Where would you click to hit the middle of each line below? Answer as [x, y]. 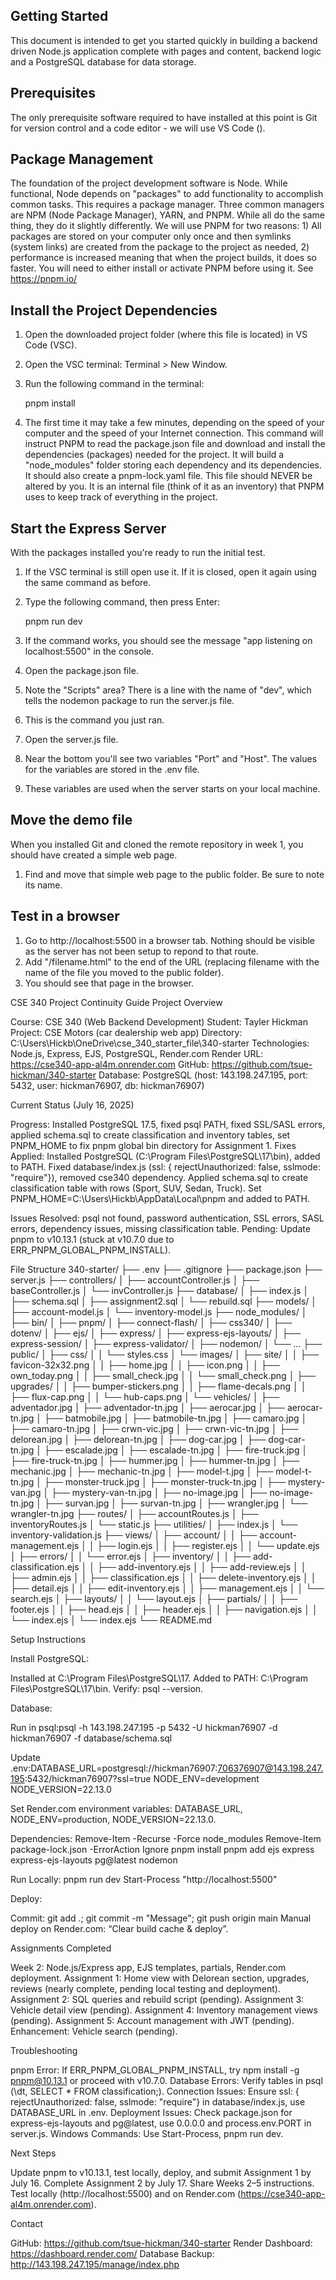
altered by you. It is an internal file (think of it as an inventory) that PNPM [174, 486]
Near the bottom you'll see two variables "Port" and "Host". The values [171, 759]
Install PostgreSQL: [50, 1658]
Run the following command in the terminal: [114, 384]
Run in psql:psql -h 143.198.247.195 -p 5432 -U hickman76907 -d [144, 1727]
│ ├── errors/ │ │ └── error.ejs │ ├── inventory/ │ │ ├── [130, 1556]
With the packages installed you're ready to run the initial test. [138, 553]
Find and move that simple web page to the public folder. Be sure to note [174, 874]
